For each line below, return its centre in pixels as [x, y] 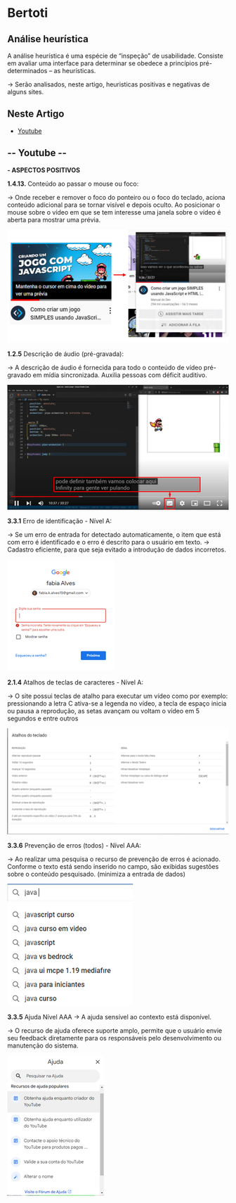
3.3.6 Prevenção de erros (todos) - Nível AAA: [74, 845]
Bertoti [28, 13]
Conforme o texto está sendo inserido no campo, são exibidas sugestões [113, 866]
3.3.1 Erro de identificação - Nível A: [60, 521]
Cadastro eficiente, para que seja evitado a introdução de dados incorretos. [117, 549]
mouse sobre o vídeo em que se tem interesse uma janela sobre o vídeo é [114, 212]
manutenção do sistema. [43, 1045]
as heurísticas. [75, 71]
